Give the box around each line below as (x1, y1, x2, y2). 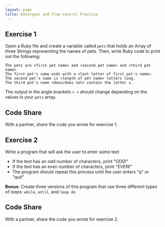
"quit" (12, 174, 25, 180)
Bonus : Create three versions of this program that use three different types (5, 183, 158, 190)
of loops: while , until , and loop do (5, 189, 75, 195)
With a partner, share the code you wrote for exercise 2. (5, 216, 119, 222)
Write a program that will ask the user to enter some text (5, 149, 120, 155)
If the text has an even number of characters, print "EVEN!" (12, 163, 132, 169)
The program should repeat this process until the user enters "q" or (12, 168, 149, 175)
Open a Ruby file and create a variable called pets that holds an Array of (5, 43, 152, 49)
